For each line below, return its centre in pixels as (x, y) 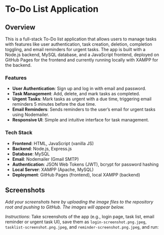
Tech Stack (19, 133)
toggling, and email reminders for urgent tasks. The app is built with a (75, 49)
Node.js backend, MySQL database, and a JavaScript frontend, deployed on (82, 55)
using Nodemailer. (30, 115)
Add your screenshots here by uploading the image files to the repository (79, 202)
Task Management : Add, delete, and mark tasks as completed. (76, 94)
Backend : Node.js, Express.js (42, 148)
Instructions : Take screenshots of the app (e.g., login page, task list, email (80, 217)
